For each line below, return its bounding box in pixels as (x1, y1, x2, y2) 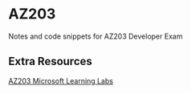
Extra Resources (8, 55, 92, 68)
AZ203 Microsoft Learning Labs (8, 76, 114, 85)
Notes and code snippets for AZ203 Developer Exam (8, 31, 183, 41)
